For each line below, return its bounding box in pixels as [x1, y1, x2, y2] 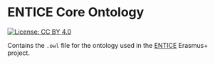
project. [7, 49, 31, 57]
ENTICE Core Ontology [7, 4, 145, 20]
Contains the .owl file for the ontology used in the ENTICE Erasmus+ [7, 41, 209, 49]
